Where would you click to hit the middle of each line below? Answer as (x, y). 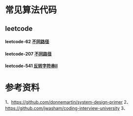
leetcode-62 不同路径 (27, 42)
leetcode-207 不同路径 (28, 54)
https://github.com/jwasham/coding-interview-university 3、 (67, 108)
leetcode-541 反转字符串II (31, 66)
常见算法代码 (31, 10)
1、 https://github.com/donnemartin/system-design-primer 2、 (68, 102)
